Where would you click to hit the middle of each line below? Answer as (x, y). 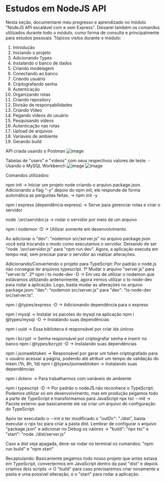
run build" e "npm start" (30, 449)
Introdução (24, 47)
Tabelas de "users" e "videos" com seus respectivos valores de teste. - (78, 160)
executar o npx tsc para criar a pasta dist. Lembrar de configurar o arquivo (81, 423)
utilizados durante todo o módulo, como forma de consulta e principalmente (82, 32)
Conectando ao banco (35, 73)
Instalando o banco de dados (42, 63)
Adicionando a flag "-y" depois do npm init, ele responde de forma (73, 190)
